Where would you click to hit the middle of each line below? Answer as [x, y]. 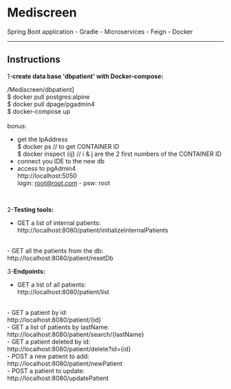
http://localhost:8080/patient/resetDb [60, 258]
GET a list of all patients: [52, 284]
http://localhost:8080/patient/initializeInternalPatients [92, 230]
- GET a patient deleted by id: [49, 342]
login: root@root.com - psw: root [63, 182]
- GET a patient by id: [37, 312]
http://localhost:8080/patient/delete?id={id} [69, 349]
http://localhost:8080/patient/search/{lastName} [76, 334]
